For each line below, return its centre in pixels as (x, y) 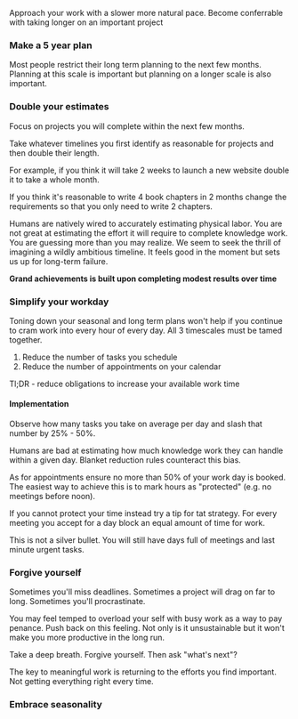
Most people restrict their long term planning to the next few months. (136, 65)
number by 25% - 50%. (52, 433)
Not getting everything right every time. (81, 682)
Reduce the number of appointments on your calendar (121, 366)
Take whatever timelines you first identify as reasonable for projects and (141, 143)
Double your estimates (59, 107)
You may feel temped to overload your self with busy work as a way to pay (146, 618)
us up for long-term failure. (59, 261)
